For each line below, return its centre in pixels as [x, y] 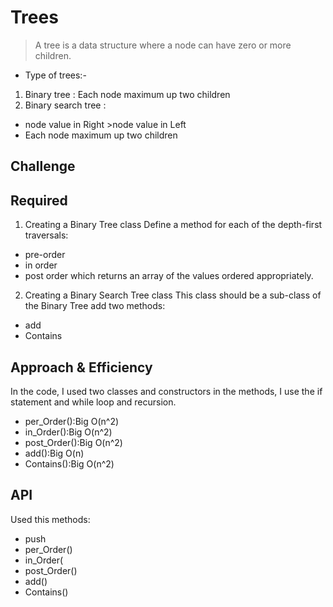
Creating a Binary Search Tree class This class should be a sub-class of [173, 295]
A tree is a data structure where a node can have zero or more [163, 45]
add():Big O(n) [54, 453]
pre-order [45, 255]
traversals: [46, 235]
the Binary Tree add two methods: [95, 306]
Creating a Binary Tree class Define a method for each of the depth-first [173, 225]
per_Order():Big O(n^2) [72, 421]
